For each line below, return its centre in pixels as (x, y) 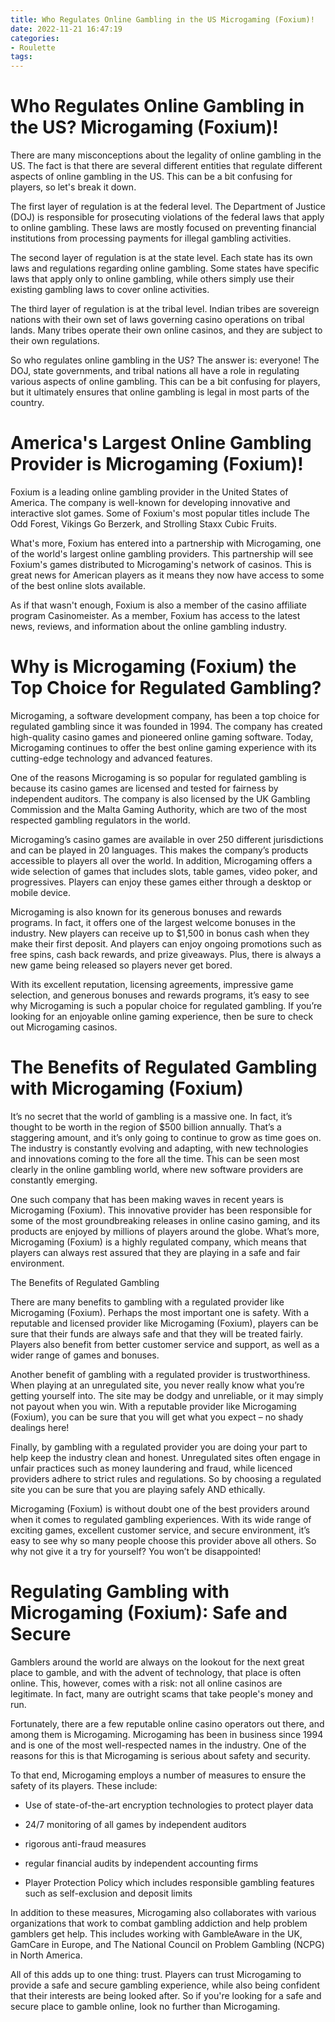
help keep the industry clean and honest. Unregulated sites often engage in (165, 1457)
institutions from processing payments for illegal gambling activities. (151, 238)
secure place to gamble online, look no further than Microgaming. (145, 2006)
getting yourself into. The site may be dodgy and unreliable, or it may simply (167, 1395)
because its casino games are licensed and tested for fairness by (144, 788)
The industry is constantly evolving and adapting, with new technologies (159, 1148)
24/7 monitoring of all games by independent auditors (135, 1824)
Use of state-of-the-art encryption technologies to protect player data (169, 1805)
